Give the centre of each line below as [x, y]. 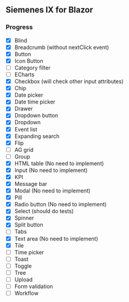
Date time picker [35, 102]
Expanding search [37, 136]
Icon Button [29, 61]
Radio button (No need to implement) [60, 205]
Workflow [26, 293]
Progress [19, 27]
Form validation [34, 286]
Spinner [24, 218]
